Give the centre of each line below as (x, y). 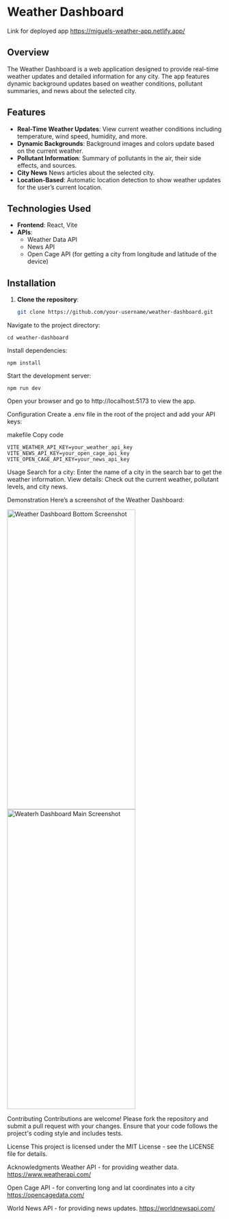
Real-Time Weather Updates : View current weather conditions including (119, 129)
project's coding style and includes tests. (65, 1133)
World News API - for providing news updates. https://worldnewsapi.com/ (111, 1208)
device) (38, 262)
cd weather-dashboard (38, 338)
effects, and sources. (47, 165)
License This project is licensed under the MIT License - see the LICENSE (111, 1147)
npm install (24, 363)
